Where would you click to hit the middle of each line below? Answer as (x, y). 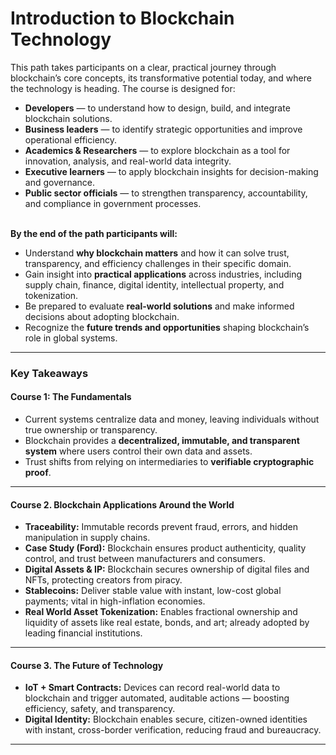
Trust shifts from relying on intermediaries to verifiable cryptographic (169, 462)
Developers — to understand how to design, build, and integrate (157, 108)
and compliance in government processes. (113, 203)
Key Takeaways (49, 373)
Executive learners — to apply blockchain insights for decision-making (171, 171)
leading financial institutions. (83, 633)
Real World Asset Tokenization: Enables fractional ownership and (161, 612)
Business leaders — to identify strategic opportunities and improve (163, 129)
